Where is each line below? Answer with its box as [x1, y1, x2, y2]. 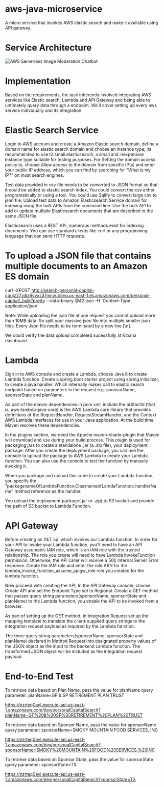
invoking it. [5, 463, 27, 469]
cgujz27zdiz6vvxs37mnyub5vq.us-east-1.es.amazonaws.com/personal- [5, 292, 151, 298]
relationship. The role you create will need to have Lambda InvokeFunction [5, 552, 155, 558]
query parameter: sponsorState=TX [5, 761, 77, 767]
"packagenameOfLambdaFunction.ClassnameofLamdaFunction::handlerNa [5, 483, 157, 489]
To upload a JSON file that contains [5, 250, 152, 261]
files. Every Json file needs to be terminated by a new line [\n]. [5, 323, 132, 328]
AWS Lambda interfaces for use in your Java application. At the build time [5, 417, 154, 423]
